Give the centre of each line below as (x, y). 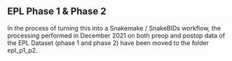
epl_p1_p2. (22, 50)
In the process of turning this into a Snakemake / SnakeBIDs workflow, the (114, 28)
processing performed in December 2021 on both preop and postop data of (116, 35)
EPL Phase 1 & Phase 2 (57, 11)
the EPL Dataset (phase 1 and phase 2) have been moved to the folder (108, 43)
